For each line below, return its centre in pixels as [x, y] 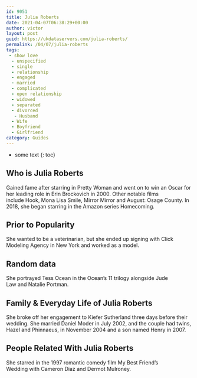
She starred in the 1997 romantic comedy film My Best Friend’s [82, 362]
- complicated [29, 89]
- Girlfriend [27, 133]
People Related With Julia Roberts [70, 348]
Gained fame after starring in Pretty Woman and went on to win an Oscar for [99, 187]
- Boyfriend [26, 127]
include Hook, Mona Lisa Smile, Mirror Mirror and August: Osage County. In [98, 200]
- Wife [19, 122]
